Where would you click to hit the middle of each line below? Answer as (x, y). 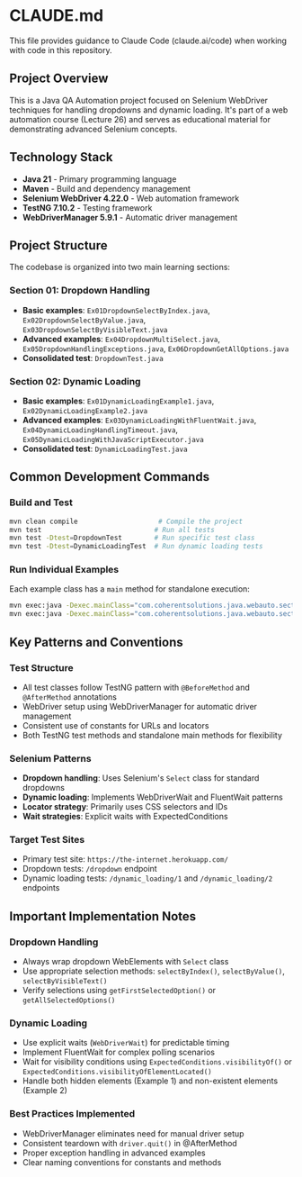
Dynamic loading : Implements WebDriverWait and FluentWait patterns (152, 797)
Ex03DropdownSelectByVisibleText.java (95, 330)
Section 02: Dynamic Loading (75, 381)
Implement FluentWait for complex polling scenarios (119, 1052)
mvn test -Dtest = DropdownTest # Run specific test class (132, 538)
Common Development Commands (109, 477)
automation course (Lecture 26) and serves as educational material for (140, 119)
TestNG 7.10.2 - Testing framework (87, 207)
